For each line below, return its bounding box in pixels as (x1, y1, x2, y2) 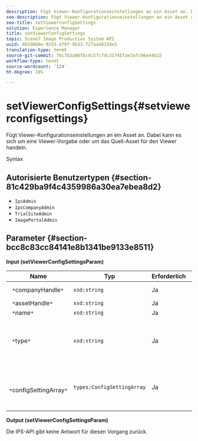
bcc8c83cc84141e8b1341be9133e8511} (6, 242, 154, 252)
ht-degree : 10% (6, 69, 44, 75)
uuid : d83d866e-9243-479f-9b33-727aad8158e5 (6, 42, 117, 48)
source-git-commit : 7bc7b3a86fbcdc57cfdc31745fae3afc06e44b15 (6, 52, 162, 58)
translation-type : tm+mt (6, 47, 67, 53)
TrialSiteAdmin (14, 211, 52, 217)
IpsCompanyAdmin (14, 205, 55, 210)
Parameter (6, 233, 46, 243)
